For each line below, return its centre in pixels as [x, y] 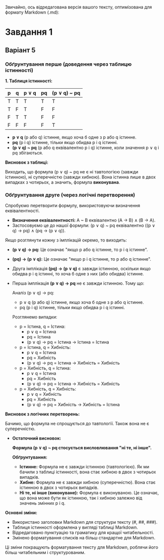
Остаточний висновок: [36, 438]
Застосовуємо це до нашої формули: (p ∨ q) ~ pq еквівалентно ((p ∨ [84, 225]
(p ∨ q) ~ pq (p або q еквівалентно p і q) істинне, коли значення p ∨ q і [85, 147]
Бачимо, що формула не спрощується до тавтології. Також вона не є [77, 424]
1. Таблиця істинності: [29, 81]
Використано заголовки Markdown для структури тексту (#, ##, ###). [85, 522]
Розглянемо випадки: [35, 317]
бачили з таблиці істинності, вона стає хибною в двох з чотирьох [88, 472]
